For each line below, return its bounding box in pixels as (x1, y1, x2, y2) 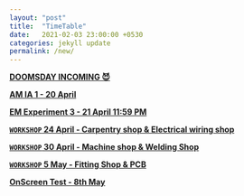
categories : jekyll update (9, 38, 111, 48)
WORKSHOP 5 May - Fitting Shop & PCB (9, 159, 146, 170)
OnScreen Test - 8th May (9, 177, 106, 188)
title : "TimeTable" (9, 22, 88, 31)
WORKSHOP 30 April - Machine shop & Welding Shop (9, 142, 200, 153)
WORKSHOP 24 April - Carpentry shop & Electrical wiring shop (9, 124, 235, 135)
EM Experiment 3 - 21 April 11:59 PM (9, 107, 147, 117)
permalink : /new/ (9, 47, 75, 56)
